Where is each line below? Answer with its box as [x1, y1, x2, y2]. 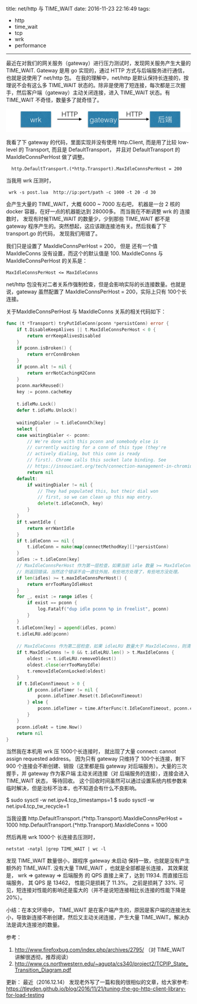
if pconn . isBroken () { [16, 345, 72, 352]
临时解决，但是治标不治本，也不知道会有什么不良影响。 [6, 785, 140, 792]
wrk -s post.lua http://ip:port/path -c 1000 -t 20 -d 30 [8, 189, 157, 196]
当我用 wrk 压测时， [6, 177, 55, 184]
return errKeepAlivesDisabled [27, 333, 101, 339]
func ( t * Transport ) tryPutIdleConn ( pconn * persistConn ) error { [6, 320, 169, 326]
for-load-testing [6, 992, 45, 999]
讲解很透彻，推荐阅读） [14, 953, 72, 961]
